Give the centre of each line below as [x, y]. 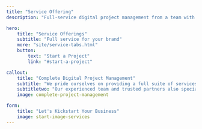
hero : [13, 28]
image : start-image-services [54, 117]
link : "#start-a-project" [60, 61]
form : [13, 106]
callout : [17, 73]
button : [26, 51]
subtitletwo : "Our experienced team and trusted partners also [98, 89]
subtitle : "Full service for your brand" [69, 40]
